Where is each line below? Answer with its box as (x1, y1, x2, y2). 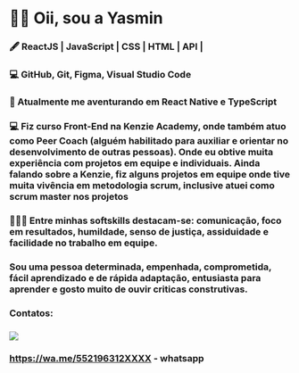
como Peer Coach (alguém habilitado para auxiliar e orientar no (9, 134, 289, 146)
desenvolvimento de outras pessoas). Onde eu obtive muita (9, 145, 274, 158)
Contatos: (9, 307, 54, 319)
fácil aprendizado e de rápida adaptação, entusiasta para (9, 271, 262, 284)
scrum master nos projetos (9, 190, 129, 203)
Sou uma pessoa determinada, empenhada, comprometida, (9, 261, 272, 273)
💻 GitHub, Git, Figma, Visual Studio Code (9, 69, 192, 81)
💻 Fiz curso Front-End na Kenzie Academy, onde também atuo (9, 120, 287, 132)
